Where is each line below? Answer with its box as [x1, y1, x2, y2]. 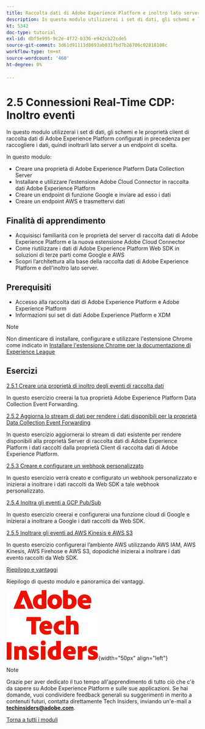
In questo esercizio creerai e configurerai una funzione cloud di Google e [6, 510, 190, 518]
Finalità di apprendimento [6, 215, 106, 226]
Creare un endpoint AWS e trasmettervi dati [15, 198, 125, 205]
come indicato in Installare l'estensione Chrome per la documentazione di [6, 342, 191, 349]
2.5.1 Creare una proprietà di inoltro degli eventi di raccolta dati [6, 382, 164, 389]
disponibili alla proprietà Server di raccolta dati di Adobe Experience [6, 437, 178, 444]
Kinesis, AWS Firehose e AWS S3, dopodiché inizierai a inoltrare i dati [6, 547, 181, 554]
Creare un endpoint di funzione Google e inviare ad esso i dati [15, 191, 171, 198]
